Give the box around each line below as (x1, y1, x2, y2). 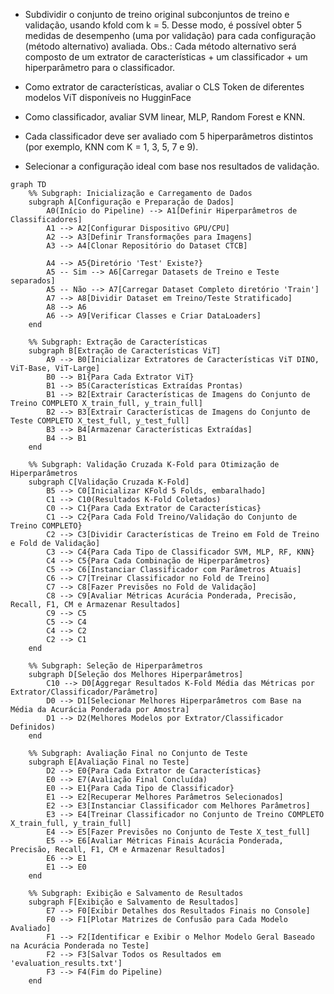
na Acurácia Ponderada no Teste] (10, 941, 150, 951)
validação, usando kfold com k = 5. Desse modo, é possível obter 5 (24, 19, 302, 31)
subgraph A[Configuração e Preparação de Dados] (28, 197, 235, 207)
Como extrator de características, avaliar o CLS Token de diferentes (24, 81, 305, 93)
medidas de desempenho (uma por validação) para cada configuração (24, 30, 317, 41)
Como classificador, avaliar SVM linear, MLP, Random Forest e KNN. (24, 111, 306, 123)
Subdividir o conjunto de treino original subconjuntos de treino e (24, 9, 290, 20)
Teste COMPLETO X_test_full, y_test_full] (10, 416, 190, 426)
